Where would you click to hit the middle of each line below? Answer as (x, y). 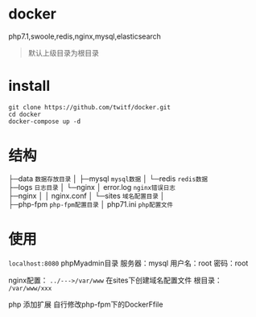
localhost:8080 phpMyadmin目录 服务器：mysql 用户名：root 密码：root (128, 263)
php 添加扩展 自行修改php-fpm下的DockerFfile (86, 304)
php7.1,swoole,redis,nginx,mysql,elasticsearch (85, 36)
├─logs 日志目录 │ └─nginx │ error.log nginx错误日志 (92, 187)
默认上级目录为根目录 (63, 52)
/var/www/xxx (30, 288)
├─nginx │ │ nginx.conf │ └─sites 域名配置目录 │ (87, 196)
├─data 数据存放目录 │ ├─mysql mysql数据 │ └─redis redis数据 (108, 179)
